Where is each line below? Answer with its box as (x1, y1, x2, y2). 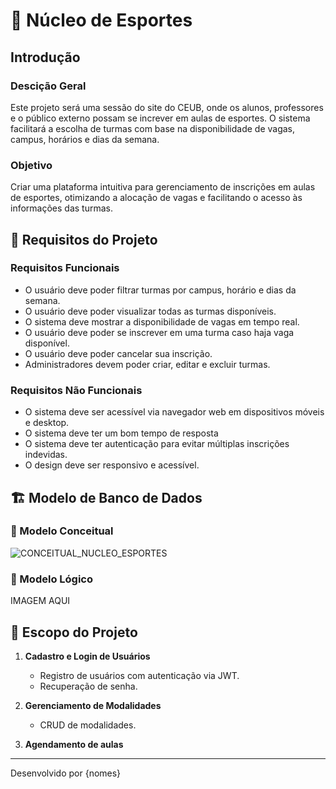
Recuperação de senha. (39, 680, 138, 692)
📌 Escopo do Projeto (10, 624, 138, 641)
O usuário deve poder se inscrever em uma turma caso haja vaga (24, 326, 295, 338)
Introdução (10, 49, 81, 66)
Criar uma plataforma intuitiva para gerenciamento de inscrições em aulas (10, 181, 316, 193)
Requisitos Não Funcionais (10, 383, 143, 397)
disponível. (24, 337, 70, 349)
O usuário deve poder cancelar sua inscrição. (24, 347, 213, 359)
